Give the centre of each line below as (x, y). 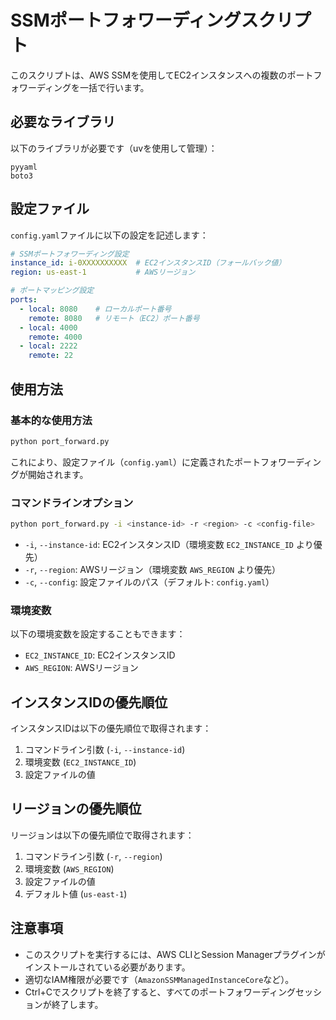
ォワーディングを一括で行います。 (80, 87)
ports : (24, 300)
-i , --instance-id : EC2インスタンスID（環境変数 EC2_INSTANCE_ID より (169, 544)
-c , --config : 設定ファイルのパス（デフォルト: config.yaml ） (149, 582)
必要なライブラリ (63, 122)
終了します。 (77, 1004)
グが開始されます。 (49, 474)
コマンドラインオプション (72, 503)
